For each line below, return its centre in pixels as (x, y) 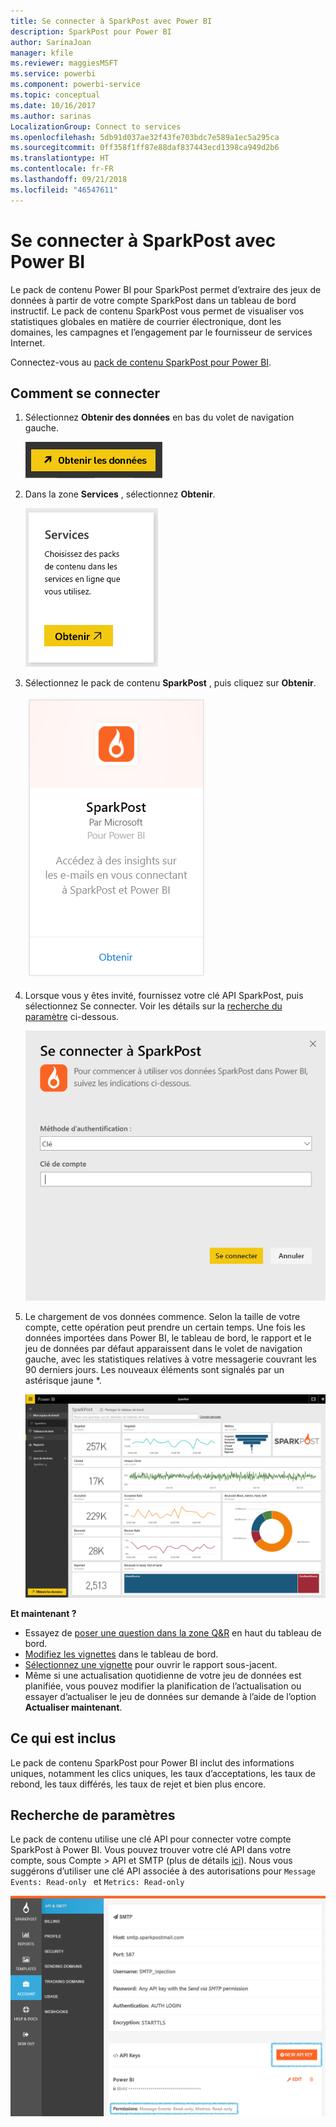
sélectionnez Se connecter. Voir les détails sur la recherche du (153, 1006)
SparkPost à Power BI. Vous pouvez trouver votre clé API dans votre (151, 1850)
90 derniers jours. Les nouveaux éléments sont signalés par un (154, 1370)
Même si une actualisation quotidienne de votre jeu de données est (163, 1675)
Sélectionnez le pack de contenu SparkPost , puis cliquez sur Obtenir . (170, 683)
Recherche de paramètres (93, 1815)
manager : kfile (42, 53)
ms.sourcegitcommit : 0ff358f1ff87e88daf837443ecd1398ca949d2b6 (145, 148)
